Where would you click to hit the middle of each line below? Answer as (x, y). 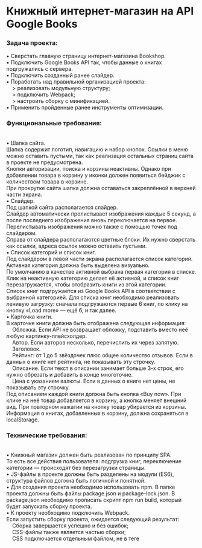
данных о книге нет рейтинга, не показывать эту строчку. (81, 361)
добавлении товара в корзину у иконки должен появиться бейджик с (96, 175)
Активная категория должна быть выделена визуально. (78, 265)
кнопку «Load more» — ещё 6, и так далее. (61, 310)
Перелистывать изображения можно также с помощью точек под (92, 226)
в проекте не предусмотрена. (45, 162)
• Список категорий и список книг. (51, 252)
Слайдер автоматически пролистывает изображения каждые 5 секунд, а (101, 214)
